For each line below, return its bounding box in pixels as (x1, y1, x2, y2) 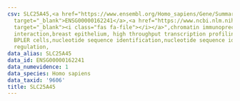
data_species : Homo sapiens (7, 70, 91, 77)
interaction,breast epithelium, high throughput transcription (14, 30, 206, 38)
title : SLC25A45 (7, 83, 56, 90)
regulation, (14, 43, 50, 51)
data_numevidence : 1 (7, 63, 69, 70)
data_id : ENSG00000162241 (7, 57, 84, 64)
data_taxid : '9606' (7, 76, 66, 84)
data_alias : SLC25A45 (7, 51, 72, 58)
